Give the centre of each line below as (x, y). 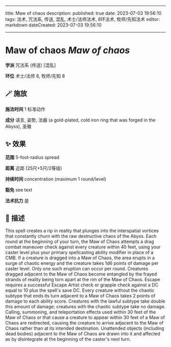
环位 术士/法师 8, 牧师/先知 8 (35, 76)
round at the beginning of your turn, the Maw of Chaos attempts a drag (80, 242)
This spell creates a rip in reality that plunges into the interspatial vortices (82, 231)
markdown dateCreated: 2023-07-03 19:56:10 (53, 25)
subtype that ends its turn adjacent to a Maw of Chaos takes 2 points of (80, 296)
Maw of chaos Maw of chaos (68, 50)
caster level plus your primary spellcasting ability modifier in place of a (79, 253)
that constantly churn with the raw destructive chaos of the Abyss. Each (81, 236)
